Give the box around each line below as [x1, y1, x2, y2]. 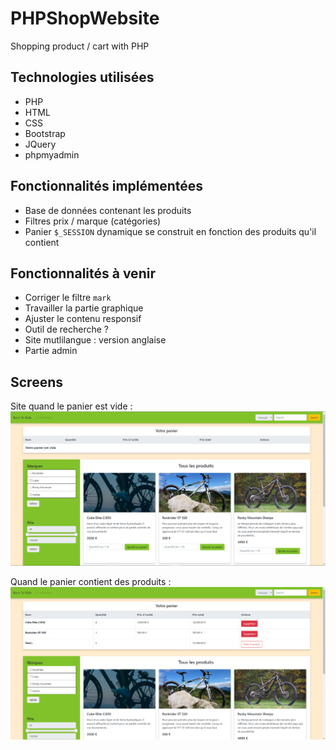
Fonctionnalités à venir [10, 265, 156, 282]
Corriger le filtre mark [24, 292, 112, 304]
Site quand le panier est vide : [10, 400, 133, 412]
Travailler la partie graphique [24, 302, 144, 314]
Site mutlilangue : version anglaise [24, 334, 167, 346]
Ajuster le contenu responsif [24, 313, 142, 325]
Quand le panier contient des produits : [10, 575, 172, 587]
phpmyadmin [24, 148, 80, 161]
